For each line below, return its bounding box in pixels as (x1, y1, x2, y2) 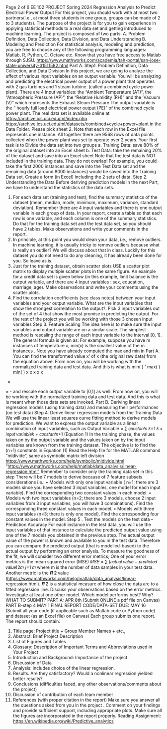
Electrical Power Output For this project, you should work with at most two (5, 9, 158, 15)
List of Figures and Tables (12, 639, 66, 644)
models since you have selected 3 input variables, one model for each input (5, 485, 161, 490)
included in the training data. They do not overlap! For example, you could (5, 158, 157, 164)
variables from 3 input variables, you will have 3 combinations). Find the (5, 500, 153, 506)
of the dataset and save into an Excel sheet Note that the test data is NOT (5, 153, 156, 159)
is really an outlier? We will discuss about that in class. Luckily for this (12, 247, 156, 253)
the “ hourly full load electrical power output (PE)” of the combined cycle (5, 105, 155, 111)
